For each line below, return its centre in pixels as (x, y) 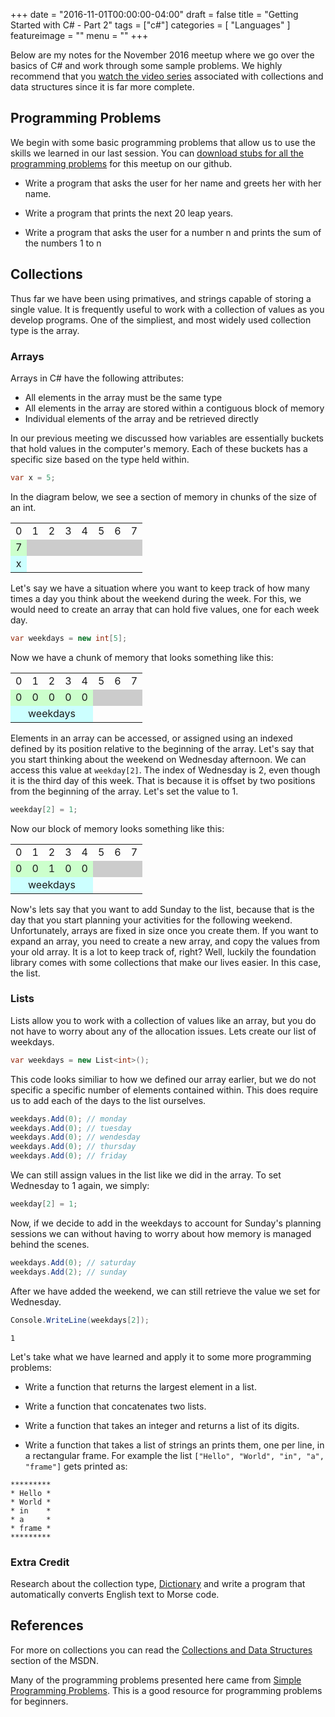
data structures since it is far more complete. (102, 87)
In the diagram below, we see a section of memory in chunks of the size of (163, 496)
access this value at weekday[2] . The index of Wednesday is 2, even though (165, 770)
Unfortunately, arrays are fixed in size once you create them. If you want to (164, 930)
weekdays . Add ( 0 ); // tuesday (71, 1128)
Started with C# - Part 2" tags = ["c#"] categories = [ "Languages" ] (150, 25)
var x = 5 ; (33, 477)
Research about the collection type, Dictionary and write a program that (158, 1583)
